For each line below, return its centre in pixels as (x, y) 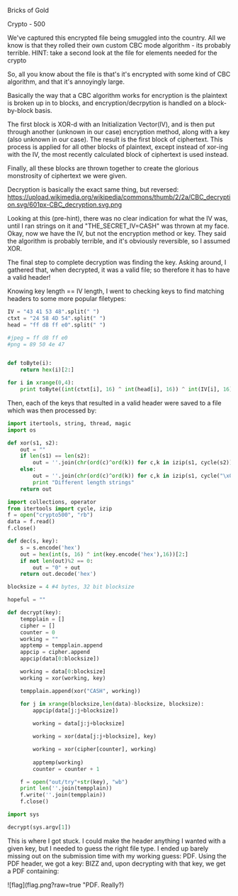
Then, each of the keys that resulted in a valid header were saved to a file (114, 403)
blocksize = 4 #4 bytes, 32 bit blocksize (71, 587)
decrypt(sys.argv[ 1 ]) (39, 827)
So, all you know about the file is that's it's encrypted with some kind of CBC (119, 74)
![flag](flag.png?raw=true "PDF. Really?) (66, 885)
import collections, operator (52, 502)
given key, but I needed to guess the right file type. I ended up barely (108, 848)
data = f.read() (31, 522)
